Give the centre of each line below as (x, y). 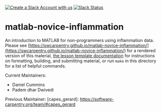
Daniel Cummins (28, 84)
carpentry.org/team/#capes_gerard (40, 104)
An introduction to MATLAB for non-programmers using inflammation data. (80, 40)
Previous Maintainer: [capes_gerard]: (42, 99)
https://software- (97, 99)
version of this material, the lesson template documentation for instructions (80, 56)
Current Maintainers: (26, 75)
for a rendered (141, 50)
